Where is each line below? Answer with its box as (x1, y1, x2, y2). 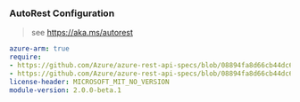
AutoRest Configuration (9, 7, 115, 20)
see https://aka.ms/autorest (30, 27, 134, 38)
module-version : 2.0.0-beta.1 (9, 85, 122, 95)
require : (9, 52, 42, 62)
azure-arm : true (9, 44, 70, 53)
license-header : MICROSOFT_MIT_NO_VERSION (9, 77, 170, 86)
